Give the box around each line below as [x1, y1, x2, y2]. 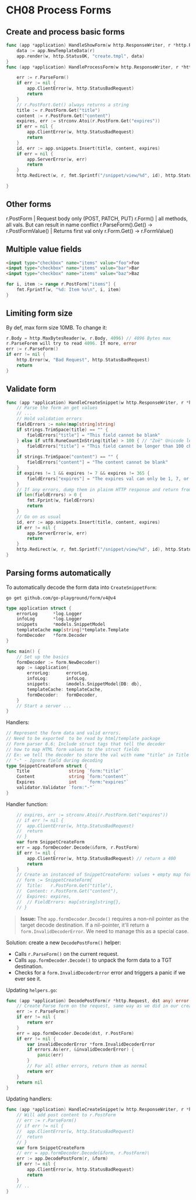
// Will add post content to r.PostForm [16, 1112, 116, 1118]
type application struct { [6, 605, 72, 611]
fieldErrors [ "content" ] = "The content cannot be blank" [27, 460, 168, 465]
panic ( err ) [37, 1052, 64, 1058]
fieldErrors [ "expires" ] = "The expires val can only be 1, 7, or [27, 475, 190, 482]
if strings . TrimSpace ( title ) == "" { [16, 427, 108, 433]
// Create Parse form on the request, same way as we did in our [16, 1003, 179, 1009]
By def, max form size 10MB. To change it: [6, 324, 107, 331]
